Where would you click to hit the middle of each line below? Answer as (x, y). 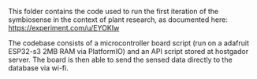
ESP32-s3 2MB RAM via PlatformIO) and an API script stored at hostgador (128, 51)
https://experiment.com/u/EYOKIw (64, 28)
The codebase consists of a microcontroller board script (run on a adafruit (129, 43)
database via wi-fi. (38, 68)
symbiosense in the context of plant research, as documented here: (118, 20)
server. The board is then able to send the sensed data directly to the (120, 59)
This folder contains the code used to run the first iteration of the (114, 11)
